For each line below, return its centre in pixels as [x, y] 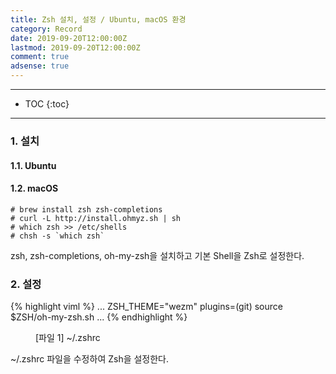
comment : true [40, 57]
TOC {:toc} [47, 104]
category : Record [46, 29]
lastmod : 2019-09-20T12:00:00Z [75, 47]
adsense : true [40, 66]
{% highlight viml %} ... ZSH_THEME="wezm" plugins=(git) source [146, 307]
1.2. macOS [34, 188]
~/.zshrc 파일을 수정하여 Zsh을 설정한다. [90, 359]
